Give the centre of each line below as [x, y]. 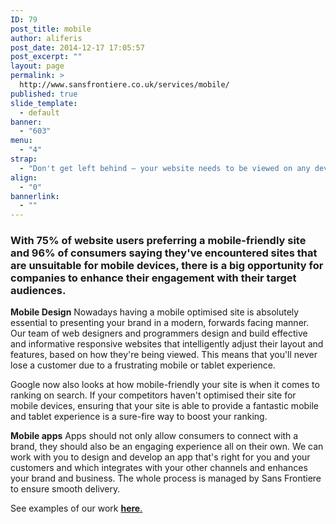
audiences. [38, 291]
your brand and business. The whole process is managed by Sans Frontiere [166, 478]
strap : [24, 159]
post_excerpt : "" [46, 57]
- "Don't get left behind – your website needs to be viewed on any [165, 168]
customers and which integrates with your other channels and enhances [159, 468]
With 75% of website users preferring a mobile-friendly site [158, 241]
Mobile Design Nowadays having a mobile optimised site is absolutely [155, 312]
